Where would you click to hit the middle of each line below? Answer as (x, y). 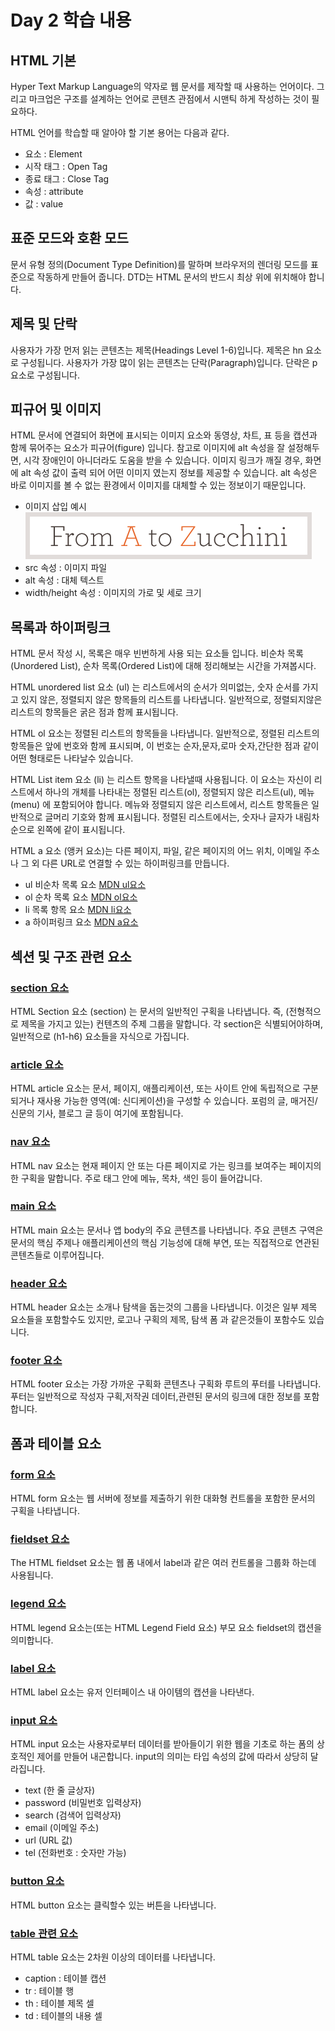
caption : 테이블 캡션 (65, 1978)
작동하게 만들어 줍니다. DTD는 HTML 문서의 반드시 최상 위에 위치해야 (171, 277)
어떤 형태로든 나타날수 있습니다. (72, 758)
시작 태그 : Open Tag (66, 166)
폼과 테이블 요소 (56, 1443)
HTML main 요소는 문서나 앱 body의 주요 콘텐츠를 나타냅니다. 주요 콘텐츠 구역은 (167, 1230)
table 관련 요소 (44, 1933)
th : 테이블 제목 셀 (59, 2003)
